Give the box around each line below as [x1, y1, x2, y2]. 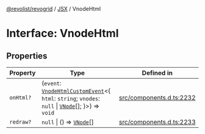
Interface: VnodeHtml [6, 27, 119, 40]
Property [9, 69, 36, 77]
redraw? [9, 119, 32, 125]
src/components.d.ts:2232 [118, 94, 196, 102]
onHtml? [9, 94, 32, 101]
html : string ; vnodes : [41, 94, 101, 102]
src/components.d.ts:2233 [118, 118, 196, 126]
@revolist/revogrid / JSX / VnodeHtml [6, 5, 101, 12]
